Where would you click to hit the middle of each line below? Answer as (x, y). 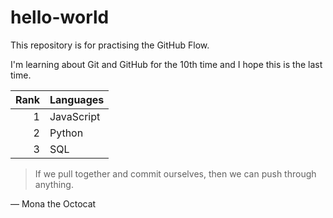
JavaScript (75, 116)
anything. (54, 184)
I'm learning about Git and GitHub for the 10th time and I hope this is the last (166, 64)
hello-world (60, 17)
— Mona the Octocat (53, 203)
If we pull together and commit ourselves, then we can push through (175, 173)
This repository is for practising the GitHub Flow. (110, 45)
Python (66, 133)
